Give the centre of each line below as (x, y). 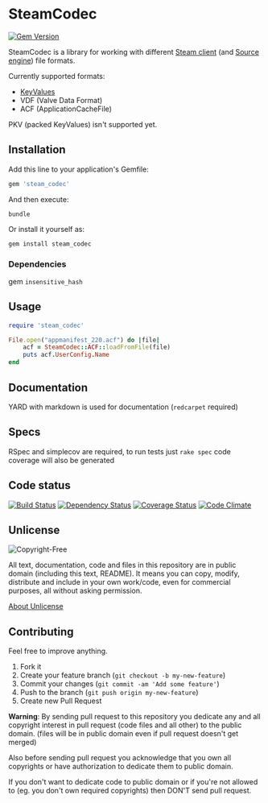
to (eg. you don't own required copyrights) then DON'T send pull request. (130, 791)
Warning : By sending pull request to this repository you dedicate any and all (134, 717)
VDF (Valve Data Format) (61, 100)
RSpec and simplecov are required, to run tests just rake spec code (120, 451)
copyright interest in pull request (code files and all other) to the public (125, 725)
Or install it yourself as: (46, 229)
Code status (39, 485)
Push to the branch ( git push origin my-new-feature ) (109, 693)
